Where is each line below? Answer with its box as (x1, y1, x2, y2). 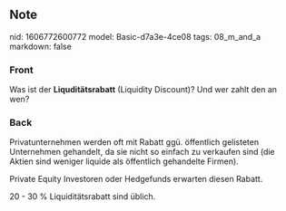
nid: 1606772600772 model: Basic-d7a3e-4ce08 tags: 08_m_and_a (9, 31, 261, 42)
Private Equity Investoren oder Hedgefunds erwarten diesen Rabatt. (9, 174, 263, 185)
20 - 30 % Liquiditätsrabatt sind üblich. (9, 191, 156, 202)
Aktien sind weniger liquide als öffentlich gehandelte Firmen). (9, 156, 239, 167)
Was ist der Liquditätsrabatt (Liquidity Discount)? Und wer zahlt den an (9, 84, 278, 95)
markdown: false (9, 41, 73, 52)
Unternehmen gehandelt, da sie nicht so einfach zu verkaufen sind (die (9, 147, 275, 158)
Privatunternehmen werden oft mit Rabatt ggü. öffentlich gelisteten (9, 137, 260, 148)
